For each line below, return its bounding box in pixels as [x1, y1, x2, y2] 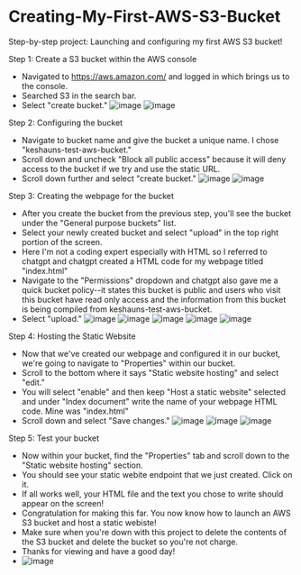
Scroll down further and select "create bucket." [21, 173, 197, 184]
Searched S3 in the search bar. [21, 90, 137, 101]
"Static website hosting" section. [21, 460, 143, 470]
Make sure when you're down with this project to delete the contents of [21, 526, 287, 537]
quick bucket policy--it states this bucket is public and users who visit [21, 284, 281, 295]
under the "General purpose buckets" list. [21, 217, 177, 228]
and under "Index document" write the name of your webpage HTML [21, 396, 278, 406]
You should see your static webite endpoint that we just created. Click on [21, 469, 293, 479]
